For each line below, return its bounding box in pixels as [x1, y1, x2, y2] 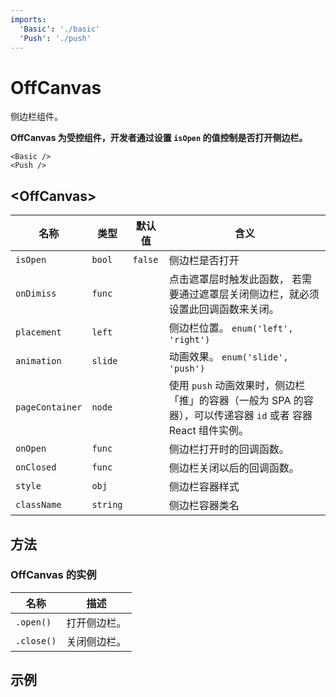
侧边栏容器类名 [168, 499, 240, 513]
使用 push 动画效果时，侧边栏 [168, 379, 306, 393]
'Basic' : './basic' [19, 24, 101, 34]
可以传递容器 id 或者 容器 [193, 409, 313, 423]
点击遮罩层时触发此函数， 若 [168, 272, 303, 286]
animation [15, 356, 62, 367]
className [15, 499, 62, 511]
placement [15, 327, 62, 338]
